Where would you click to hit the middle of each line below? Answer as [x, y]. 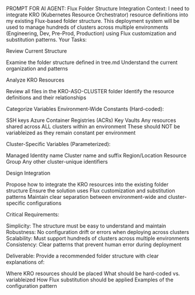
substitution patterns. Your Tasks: [46, 40]
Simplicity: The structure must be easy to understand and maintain [86, 226]
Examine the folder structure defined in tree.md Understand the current [92, 62]
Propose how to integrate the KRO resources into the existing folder [87, 184]
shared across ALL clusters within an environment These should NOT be [93, 126]
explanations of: [25, 262]
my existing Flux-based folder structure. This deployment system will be [93, 21]
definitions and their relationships [46, 97]
